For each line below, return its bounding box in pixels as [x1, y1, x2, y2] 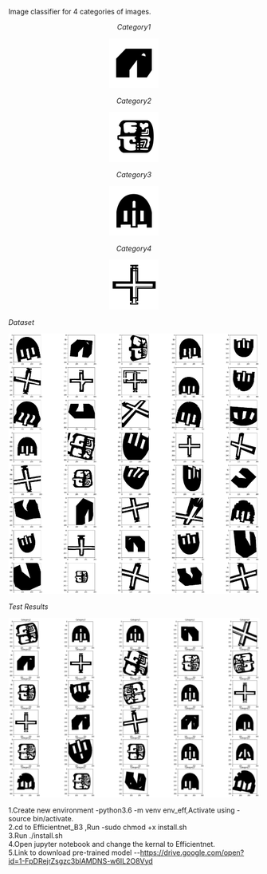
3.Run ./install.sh [8, 830, 63, 840]
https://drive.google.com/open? [139, 848, 245, 857]
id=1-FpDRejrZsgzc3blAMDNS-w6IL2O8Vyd [8, 856, 153, 865]
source [8, 813, 32, 823]
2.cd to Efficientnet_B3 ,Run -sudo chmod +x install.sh [8, 822, 187, 832]
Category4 [116, 243, 152, 253]
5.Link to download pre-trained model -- [8, 848, 141, 857]
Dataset [8, 318, 34, 326]
